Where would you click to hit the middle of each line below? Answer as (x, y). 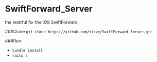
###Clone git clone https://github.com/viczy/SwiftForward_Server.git (79, 31)
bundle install (27, 50)
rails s (20, 56)
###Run (13, 41)
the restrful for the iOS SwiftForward (41, 22)
